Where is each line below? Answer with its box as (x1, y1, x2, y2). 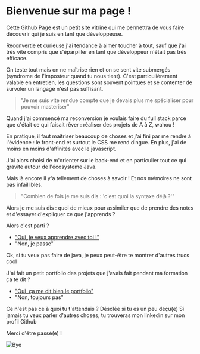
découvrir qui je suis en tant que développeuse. (6, 30, 123, 37)
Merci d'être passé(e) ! (6, 330, 62, 337)
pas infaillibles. (6, 181, 43, 188)
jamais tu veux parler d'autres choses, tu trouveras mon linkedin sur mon (6, 312, 185, 319)
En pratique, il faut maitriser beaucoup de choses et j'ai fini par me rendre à (6, 133, 192, 140)
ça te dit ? (6, 276, 31, 283)
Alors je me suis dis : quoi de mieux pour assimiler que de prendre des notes (6, 204, 194, 211)
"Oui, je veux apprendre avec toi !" (14, 233, 100, 241)
